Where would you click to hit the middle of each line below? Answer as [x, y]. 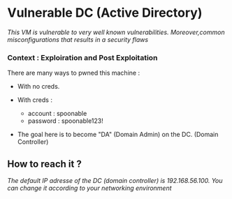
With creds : [35, 100]
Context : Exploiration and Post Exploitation [82, 57]
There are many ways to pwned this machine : [74, 73]
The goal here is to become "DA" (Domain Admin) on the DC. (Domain [118, 135]
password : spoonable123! [65, 121]
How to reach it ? [44, 164]
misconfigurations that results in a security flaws [78, 39]
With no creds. [38, 87]
